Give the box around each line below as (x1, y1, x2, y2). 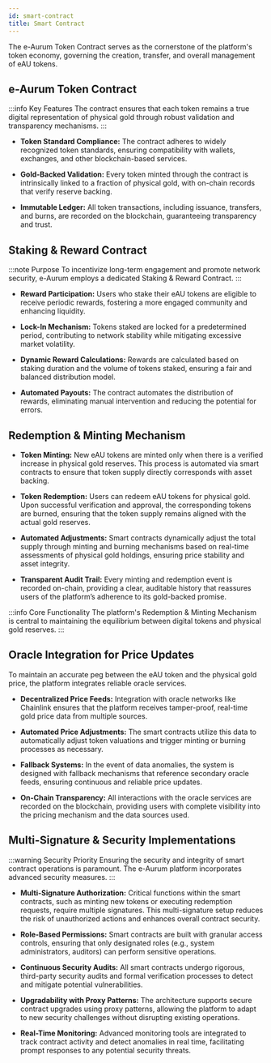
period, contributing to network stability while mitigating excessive (19, 331, 242, 340)
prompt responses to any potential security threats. (19, 1045, 192, 1055)
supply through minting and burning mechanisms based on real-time (19, 541, 249, 551)
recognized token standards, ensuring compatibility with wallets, (19, 145, 236, 155)
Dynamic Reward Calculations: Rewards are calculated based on (19, 355, 239, 365)
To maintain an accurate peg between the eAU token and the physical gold (8, 669, 257, 679)
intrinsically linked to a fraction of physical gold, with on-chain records (19, 178, 256, 188)
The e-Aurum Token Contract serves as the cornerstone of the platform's (8, 41, 252, 51)
